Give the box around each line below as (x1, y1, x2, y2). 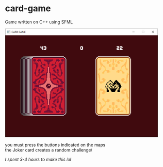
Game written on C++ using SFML (5, 19, 73, 25)
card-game (5, 3, 51, 14)
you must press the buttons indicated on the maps (5, 142, 106, 148)
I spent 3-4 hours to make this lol (5, 156, 71, 163)
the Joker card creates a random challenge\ (5, 147, 93, 153)
